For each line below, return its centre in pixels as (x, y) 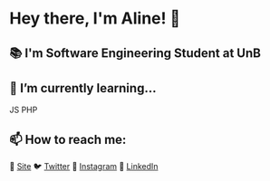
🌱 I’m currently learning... (83, 88)
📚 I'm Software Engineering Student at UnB (135, 53)
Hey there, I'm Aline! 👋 (95, 19)
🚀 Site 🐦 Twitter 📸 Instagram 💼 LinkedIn (84, 167)
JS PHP (24, 110)
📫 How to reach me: (68, 139)
